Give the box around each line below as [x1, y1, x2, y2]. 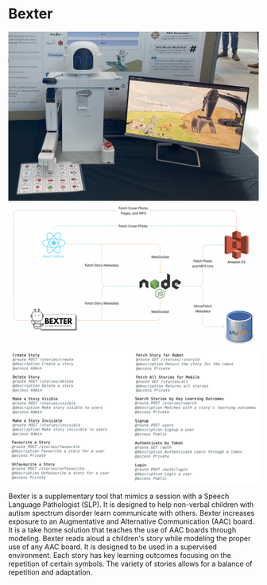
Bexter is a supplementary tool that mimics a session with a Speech [8, 491, 230, 501]
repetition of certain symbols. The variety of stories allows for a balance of [8, 559, 253, 569]
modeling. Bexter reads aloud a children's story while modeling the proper [8, 534, 251, 544]
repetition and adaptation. [8, 567, 93, 577]
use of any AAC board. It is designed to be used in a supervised [8, 542, 217, 552]
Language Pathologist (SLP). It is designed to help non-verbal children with [8, 500, 254, 509]
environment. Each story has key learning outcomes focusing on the [8, 551, 232, 560]
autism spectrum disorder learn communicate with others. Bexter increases [8, 509, 255, 518]
